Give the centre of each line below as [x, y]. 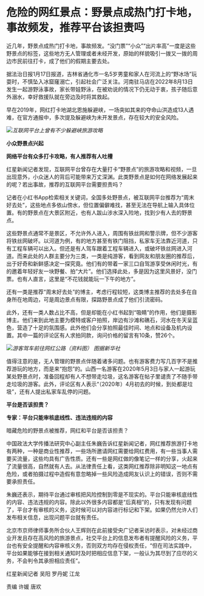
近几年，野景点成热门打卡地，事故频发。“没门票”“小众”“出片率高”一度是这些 [101, 46]
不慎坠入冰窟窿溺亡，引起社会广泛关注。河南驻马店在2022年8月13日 [107, 81]
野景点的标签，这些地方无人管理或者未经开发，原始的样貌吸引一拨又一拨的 [99, 53]
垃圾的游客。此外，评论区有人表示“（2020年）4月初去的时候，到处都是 [99, 384]
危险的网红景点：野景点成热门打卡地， [102, 12]
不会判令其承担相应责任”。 [50, 561]
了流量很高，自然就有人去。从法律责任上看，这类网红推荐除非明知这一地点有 [102, 466]
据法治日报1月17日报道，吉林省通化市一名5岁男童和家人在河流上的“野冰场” [99, 74]
